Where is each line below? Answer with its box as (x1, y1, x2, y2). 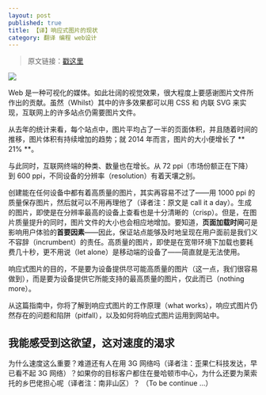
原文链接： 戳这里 (27, 56, 84, 66)
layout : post (8, 11, 51, 20)
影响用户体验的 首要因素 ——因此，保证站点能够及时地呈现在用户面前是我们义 (8, 227, 258, 237)
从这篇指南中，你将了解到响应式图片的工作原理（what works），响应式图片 (8, 301, 251, 310)
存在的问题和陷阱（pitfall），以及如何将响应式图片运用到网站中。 (14, 310, 224, 321)
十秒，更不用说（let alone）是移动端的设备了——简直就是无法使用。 (21, 247, 245, 257)
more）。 (8, 284, 36, 294)
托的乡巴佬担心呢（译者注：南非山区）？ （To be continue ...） (8, 378, 213, 388)
